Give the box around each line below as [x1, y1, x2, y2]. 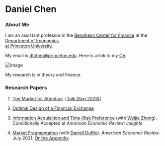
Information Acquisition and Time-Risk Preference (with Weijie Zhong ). [12, 115, 158, 121]
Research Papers [5, 84, 47, 91]
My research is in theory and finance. [5, 72, 82, 78]
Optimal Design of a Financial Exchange [12, 105, 94, 111]
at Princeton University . [5, 43, 53, 49]
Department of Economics [5, 38, 59, 44]
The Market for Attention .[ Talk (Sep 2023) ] [12, 95, 101, 101]
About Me [5, 21, 30, 28]
